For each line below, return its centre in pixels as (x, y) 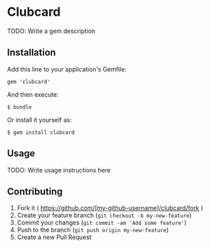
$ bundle (19, 107)
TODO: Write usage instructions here (59, 170)
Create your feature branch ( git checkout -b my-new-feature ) (104, 215)
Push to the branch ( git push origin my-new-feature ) (93, 230)
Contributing (35, 191)
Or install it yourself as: (39, 120)
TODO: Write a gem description (51, 31)
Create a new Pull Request (54, 237)
